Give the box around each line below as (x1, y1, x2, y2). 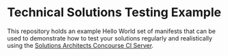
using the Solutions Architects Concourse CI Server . (7, 41, 154, 49)
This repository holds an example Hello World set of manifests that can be (7, 27, 216, 35)
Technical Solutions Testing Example (7, 5, 221, 20)
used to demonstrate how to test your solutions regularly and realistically (7, 34, 213, 42)
